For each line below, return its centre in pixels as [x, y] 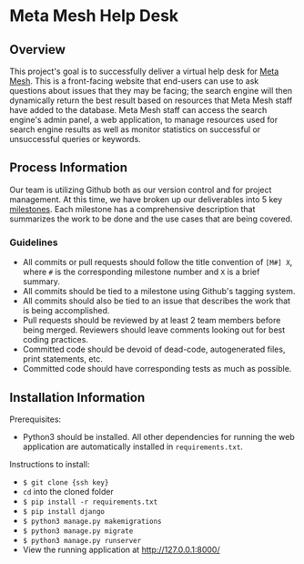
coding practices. [56, 340]
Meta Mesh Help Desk [94, 16]
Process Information [69, 168]
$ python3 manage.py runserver [82, 540]
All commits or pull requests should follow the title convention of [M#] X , [157, 262]
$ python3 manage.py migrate [78, 531]
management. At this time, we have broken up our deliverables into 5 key [146, 199]
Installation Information [77, 397]
